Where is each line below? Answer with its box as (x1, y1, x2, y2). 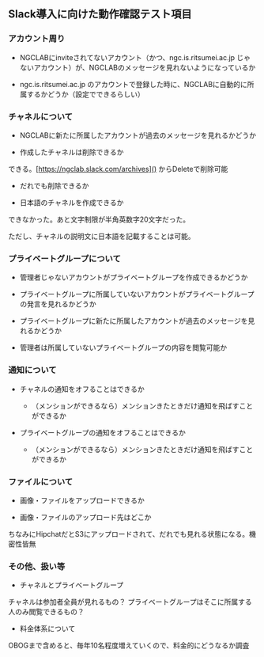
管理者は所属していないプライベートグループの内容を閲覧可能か (19, 343, 228, 352)
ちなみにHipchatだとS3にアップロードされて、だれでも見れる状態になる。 (8, 529, 250, 538)
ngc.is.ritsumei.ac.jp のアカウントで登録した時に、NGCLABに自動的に (19, 79, 247, 89)
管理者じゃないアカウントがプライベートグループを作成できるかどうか (19, 272, 248, 283)
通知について (8, 365, 57, 376)
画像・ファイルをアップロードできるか (19, 496, 145, 505)
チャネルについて (8, 111, 74, 122)
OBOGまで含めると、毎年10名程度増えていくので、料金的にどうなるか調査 (8, 640, 250, 651)
